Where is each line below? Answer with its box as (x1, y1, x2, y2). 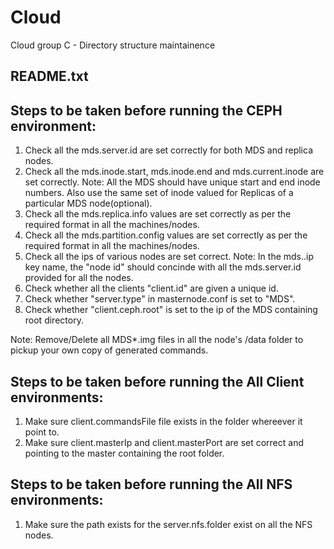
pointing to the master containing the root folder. (24, 447, 225, 459)
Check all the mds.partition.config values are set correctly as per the (24, 229, 308, 241)
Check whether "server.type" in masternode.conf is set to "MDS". (24, 293, 296, 305)
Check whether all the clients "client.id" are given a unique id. (24, 282, 279, 295)
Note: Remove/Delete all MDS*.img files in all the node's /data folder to (10, 334, 304, 346)
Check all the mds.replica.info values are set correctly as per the (24, 208, 292, 220)
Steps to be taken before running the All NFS (10, 476, 293, 493)
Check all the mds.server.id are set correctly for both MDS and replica (24, 144, 313, 156)
